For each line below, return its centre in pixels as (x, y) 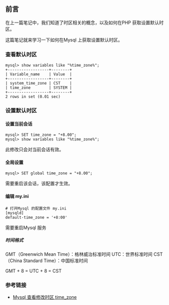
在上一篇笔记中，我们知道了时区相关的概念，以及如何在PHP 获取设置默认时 (84, 23)
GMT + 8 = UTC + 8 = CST (34, 271)
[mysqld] (15, 213)
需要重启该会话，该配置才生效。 (39, 184)
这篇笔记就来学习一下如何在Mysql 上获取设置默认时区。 (64, 39)
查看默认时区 (21, 54)
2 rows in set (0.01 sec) (33, 97)
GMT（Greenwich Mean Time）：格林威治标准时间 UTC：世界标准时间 (79, 254)
